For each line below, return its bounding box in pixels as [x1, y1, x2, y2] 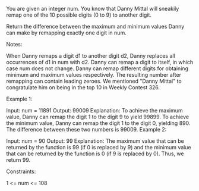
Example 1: [6, 95, 33, 102]
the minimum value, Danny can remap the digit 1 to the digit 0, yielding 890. [6, 120, 191, 127]
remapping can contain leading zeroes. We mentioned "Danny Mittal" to [6, 77, 182, 84]
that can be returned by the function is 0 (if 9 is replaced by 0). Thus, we [6, 150, 184, 157]
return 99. [6, 156, 31, 163]
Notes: [6, 41, 23, 48]
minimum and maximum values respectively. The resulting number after [6, 71, 181, 78]
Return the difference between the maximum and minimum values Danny [6, 23, 185, 30]
